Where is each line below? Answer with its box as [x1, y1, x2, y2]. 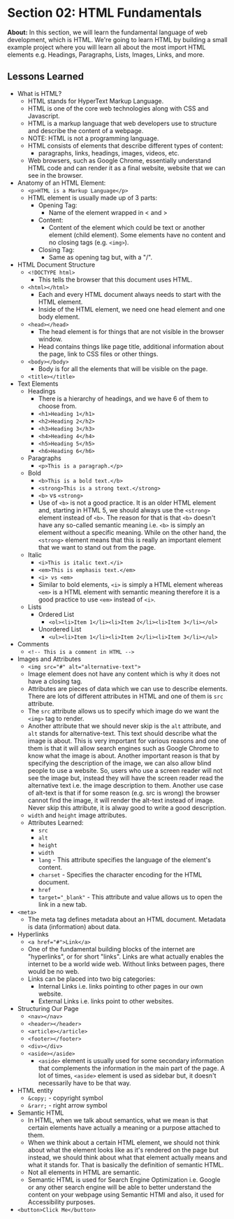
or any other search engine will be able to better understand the [27, 1183, 212, 1191]
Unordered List [38, 625, 82, 633]
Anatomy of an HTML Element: [17, 179, 106, 187]
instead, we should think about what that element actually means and [27, 1153, 228, 1162]
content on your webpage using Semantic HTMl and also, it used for [27, 1190, 224, 1199]
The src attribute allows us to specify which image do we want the [27, 706, 219, 715]
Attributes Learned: [27, 818, 84, 827]
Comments [17, 639, 50, 648]
